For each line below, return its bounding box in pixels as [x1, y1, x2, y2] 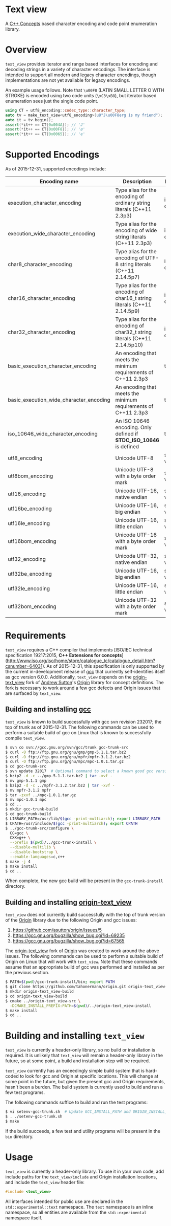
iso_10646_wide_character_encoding [8, 430, 98, 437]
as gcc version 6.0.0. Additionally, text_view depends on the [5, 674, 132, 680]
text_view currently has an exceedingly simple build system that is [5, 1068, 145, 1074]
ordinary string [115, 200, 151, 207]
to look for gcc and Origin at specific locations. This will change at [19, 1073, 159, 1079]
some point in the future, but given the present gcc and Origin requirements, [5, 1079, 165, 1085]
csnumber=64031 [5, 663, 43, 669]
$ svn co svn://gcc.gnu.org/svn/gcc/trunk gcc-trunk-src [5, 745, 129, 750]
